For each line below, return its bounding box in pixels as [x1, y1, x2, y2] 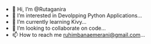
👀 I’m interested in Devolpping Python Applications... [11, 12, 143, 19]
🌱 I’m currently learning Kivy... [11, 18, 87, 25]
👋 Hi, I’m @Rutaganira [11, 6, 66, 12]
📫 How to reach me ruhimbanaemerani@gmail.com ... [11, 32, 146, 38]
